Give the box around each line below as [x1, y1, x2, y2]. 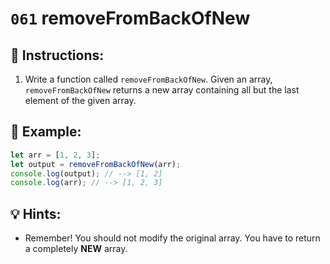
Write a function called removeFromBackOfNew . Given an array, [24, 73, 273, 85]
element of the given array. [24, 95, 137, 106]
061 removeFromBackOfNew [10, 7, 251, 30]
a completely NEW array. [24, 243, 128, 255]
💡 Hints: [10, 205, 62, 222]
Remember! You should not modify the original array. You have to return [24, 232, 321, 244]
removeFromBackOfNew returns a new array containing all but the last [24, 84, 300, 96]
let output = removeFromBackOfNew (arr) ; [10, 159, 182, 169]
